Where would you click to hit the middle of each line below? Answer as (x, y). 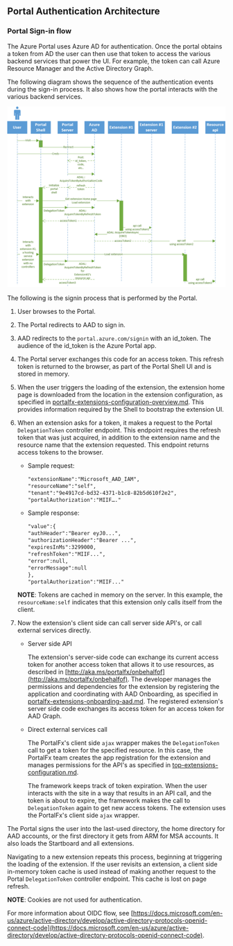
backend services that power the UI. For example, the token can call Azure (114, 61)
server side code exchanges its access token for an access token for (126, 709)
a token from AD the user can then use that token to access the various (109, 53)
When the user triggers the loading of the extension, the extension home (121, 387)
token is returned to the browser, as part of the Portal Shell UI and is (114, 367)
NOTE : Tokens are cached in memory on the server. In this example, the (120, 595)
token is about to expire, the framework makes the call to (109, 800)
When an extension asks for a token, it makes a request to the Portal (115, 423)
